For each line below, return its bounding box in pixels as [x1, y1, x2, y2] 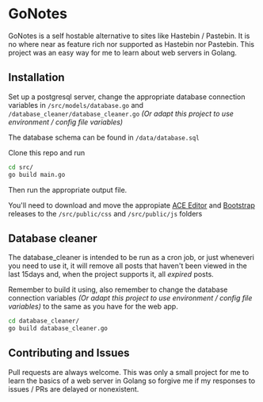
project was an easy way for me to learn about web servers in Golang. [8, 48, 238, 57]
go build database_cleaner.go [8, 324, 109, 333]
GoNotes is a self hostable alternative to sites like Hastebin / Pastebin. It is [8, 31, 250, 40]
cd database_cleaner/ [8, 317, 80, 325]
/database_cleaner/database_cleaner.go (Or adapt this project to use [8, 109, 234, 118]
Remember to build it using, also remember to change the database [8, 285, 228, 294]
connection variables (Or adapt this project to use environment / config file [8, 293, 253, 303]
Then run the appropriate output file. [8, 185, 128, 194]
